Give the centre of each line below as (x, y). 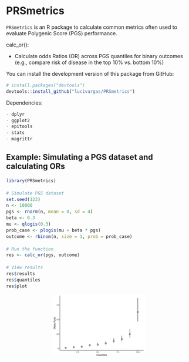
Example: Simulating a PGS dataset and (80, 157)
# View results (25, 268)
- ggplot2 (18, 120)
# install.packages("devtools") (45, 85)
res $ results (21, 274)
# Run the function (30, 249)
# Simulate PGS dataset (35, 193)
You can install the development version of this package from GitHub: (90, 73)
